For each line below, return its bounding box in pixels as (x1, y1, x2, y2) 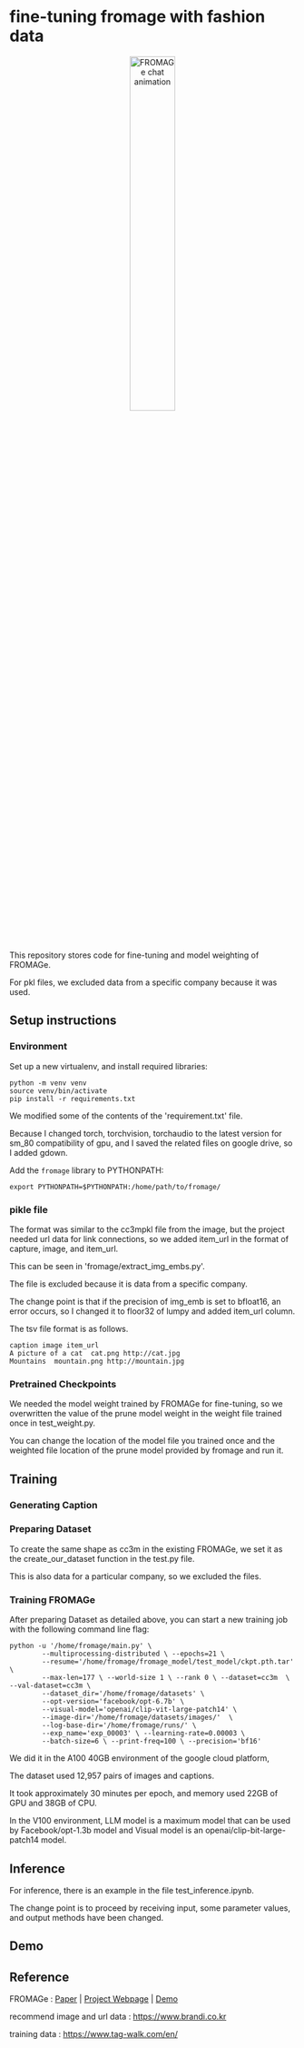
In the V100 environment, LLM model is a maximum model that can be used (9, 1815, 291, 1826)
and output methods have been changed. (9, 1912, 164, 1923)
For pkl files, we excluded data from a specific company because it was (9, 977, 278, 988)
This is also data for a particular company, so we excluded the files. (9, 1570, 261, 1582)
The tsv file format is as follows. (9, 1323, 129, 1334)
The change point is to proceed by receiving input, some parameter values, (9, 1902, 290, 1914)
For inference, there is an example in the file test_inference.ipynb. (9, 1884, 254, 1895)
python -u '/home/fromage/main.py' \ (9, 1642, 152, 1651)
